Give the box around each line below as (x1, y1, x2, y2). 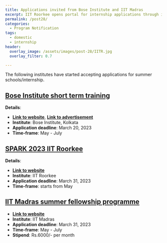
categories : (5, 21, 30, 26)
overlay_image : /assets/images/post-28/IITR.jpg (9, 49, 112, 54)
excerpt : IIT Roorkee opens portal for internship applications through (5, 12, 159, 17)
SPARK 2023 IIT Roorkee (5, 144, 83, 153)
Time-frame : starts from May (12, 183, 73, 189)
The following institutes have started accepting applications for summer (5, 72, 153, 78)
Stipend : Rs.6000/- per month (12, 232, 75, 238)
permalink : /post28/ (5, 16, 48, 21)
